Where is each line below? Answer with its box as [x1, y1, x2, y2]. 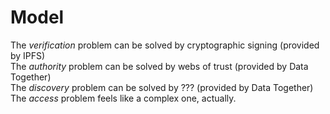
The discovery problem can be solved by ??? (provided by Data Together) [10, 81, 314, 93]
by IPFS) [10, 49, 46, 61]
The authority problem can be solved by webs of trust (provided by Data [10, 60, 309, 72]
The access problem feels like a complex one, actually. [10, 92, 237, 104]
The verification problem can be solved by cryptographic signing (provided [10, 39, 320, 51]
